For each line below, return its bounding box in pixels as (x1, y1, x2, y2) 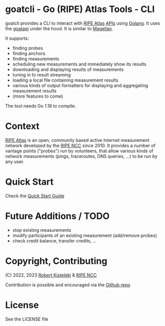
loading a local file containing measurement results (12, 77, 119, 83)
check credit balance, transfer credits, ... (12, 237, 97, 243)
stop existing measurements (12, 227, 71, 233)
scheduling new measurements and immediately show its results (12, 61, 147, 67)
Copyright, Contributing (5, 255, 108, 267)
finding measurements (12, 55, 59, 61)
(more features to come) (12, 93, 63, 99)
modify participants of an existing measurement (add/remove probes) (12, 232, 157, 238)
